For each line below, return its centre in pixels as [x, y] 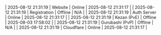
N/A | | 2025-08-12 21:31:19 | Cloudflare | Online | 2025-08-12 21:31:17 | [76, 27]
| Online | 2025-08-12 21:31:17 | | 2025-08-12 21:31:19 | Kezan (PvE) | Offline [81, 17]
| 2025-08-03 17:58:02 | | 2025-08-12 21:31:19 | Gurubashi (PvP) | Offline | [79, 22]
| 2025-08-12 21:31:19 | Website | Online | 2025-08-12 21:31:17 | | [69, 7]
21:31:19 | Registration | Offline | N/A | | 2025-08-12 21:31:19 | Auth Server [83, 12]
